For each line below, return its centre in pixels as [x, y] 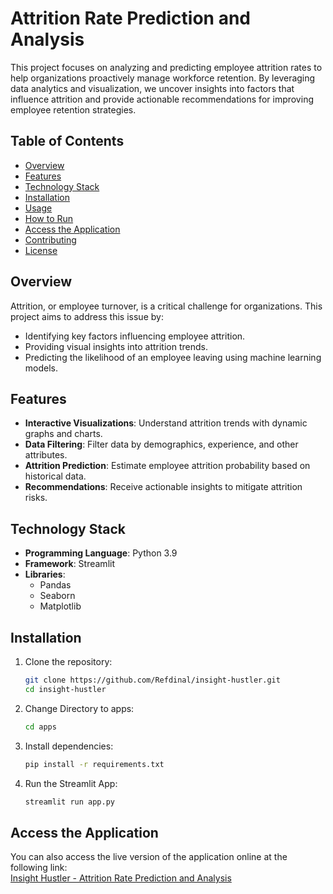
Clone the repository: [68, 661]
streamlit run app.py [69, 802]
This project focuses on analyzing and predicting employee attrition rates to [166, 67]
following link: [39, 868]
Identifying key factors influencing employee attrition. [135, 336]
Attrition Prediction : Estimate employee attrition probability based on [167, 466]
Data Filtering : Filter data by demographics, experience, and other [161, 444]
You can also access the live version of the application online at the [149, 857]
